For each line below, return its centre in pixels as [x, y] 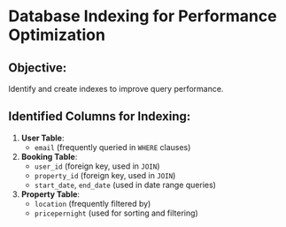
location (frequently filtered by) [93, 203]
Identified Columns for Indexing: [100, 117]
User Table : [43, 138]
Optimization [57, 35]
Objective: [38, 68]
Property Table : [50, 194]
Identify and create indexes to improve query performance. [116, 89]
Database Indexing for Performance [143, 16]
